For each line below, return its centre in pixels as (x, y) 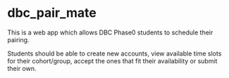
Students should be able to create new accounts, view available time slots (114, 53)
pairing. (18, 39)
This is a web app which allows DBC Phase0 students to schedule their (110, 32)
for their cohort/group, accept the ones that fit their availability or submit (112, 60)
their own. (22, 68)
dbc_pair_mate (52, 13)
